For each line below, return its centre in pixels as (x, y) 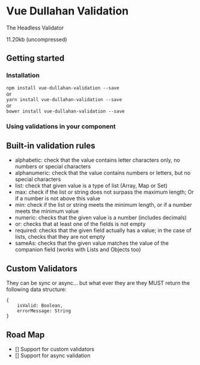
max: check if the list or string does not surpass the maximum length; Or (104, 192)
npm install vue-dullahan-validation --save (63, 88)
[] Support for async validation (53, 355)
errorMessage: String (44, 311)
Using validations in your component (61, 126)
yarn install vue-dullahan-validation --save (64, 100)
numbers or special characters (53, 167)
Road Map (26, 335)
